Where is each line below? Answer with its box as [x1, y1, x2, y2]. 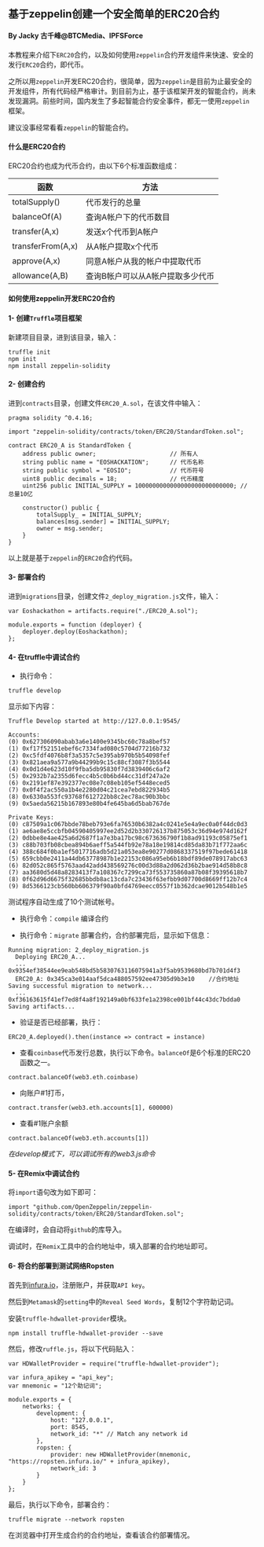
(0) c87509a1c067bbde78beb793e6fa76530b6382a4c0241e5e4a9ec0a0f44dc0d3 [8, 821, 247, 829]
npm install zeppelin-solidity [8, 362, 111, 369]
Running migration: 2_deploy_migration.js [8, 946, 149, 954]
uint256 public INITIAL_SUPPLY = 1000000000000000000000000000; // [22, 482, 247, 490]
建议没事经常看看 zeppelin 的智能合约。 [8, 123, 134, 132]
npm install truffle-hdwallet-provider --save [8, 1329, 163, 1337]
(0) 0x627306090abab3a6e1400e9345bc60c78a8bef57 [8, 738, 170, 746]
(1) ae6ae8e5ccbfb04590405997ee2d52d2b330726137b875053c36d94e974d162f [8, 828, 247, 836]
